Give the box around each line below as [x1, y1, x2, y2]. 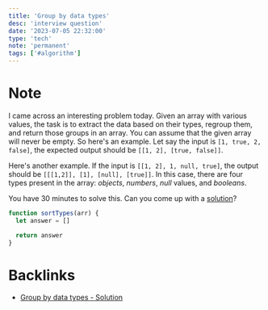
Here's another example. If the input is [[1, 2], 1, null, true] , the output [8, 161, 259, 170]
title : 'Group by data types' [8, 11, 111, 20]
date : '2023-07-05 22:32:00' [8, 27, 107, 35]
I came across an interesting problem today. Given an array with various [8, 111, 248, 120]
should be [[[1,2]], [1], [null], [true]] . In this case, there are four [8, 169, 244, 178]
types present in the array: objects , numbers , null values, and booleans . [8, 178, 247, 187]
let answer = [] [15, 216, 70, 224]
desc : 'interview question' [8, 19, 103, 27]
